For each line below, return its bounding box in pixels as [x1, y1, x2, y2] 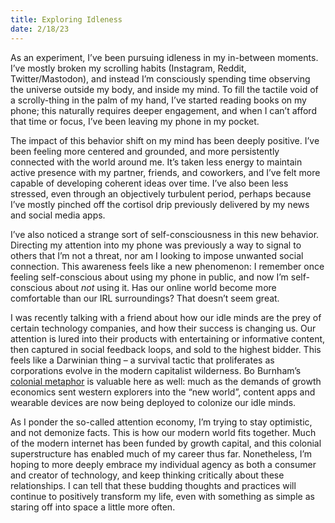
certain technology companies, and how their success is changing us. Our [10, 322, 317, 334]
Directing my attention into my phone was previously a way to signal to [10, 239, 302, 251]
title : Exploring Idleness [10, 14, 123, 25]
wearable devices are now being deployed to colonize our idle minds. [10, 396, 297, 408]
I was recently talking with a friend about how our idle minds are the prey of [10, 311, 322, 323]
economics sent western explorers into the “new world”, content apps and [10, 386, 316, 398]
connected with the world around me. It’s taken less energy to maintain [10, 156, 303, 168]
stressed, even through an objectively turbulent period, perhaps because [10, 187, 312, 200]
